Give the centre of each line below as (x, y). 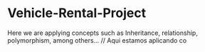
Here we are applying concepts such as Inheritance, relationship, (102, 33)
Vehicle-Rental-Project (77, 13)
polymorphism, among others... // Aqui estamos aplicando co (97, 40)
